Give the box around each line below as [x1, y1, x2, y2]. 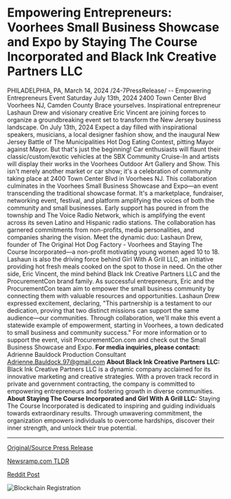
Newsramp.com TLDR [7, 457, 69, 465]
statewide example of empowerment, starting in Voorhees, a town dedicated [7, 321, 224, 329]
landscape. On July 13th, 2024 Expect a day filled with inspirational [7, 123, 197, 131]
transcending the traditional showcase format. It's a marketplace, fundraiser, [7, 188, 224, 197]
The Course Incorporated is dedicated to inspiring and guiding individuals [7, 402, 216, 410]
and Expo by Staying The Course [7, 35, 198, 50]
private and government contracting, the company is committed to [7, 380, 195, 388]
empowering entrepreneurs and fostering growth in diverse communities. [7, 387, 214, 395]
